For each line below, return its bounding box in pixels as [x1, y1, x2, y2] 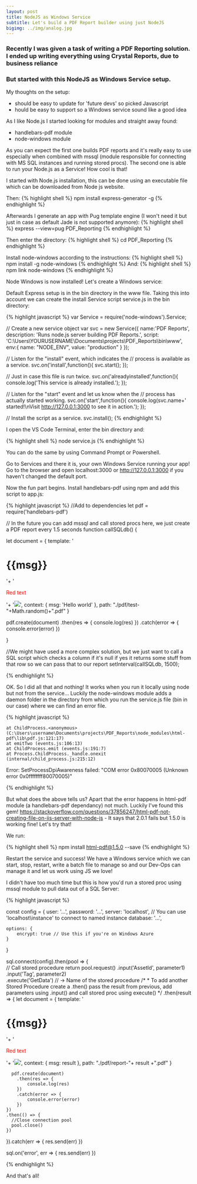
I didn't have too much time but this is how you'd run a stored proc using [6, 879, 182, 886]
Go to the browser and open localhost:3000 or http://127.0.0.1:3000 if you [6, 467, 184, 474]
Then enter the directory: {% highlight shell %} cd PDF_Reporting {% [6, 237, 173, 244]
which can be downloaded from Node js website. [6, 184, 125, 191]
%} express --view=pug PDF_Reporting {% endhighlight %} [6, 225, 151, 232]
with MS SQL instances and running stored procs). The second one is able [6, 159, 186, 166]
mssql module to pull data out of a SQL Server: [6, 885, 119, 892]
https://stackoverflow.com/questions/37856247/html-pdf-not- [19, 808, 171, 815]
